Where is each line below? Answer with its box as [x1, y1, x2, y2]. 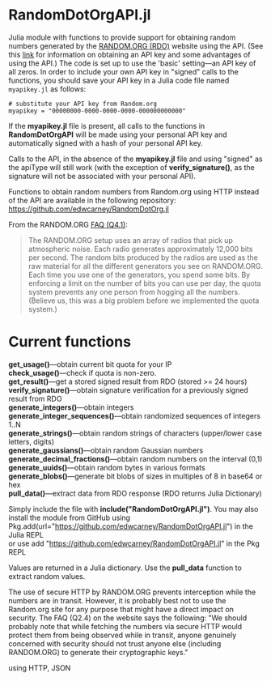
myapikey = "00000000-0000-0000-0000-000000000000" [8, 107, 186, 115]
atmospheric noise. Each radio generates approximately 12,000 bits [28, 244, 253, 253]
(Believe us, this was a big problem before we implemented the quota [28, 296, 260, 305]
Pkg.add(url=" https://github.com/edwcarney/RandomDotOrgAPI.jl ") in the [8, 521, 253, 531]
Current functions [8, 333, 132, 351]
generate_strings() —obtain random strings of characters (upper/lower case [8, 428, 263, 438]
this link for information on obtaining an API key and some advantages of [8, 49, 251, 59]
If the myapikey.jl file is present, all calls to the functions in [8, 121, 205, 130]
